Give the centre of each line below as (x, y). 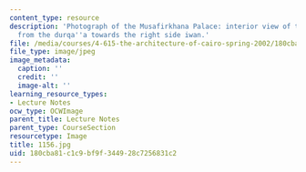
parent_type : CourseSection (63, 128)
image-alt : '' (44, 86)
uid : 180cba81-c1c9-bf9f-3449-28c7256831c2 (93, 153)
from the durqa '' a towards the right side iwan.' (113, 35)
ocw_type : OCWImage (46, 111)
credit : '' (38, 77)
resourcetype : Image (49, 137)
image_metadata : (40, 60)
